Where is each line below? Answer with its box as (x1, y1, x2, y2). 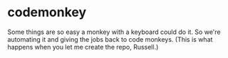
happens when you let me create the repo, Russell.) (7, 42, 159, 51)
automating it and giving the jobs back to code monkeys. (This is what (7, 35, 213, 43)
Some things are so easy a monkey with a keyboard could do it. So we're (7, 28, 221, 36)
